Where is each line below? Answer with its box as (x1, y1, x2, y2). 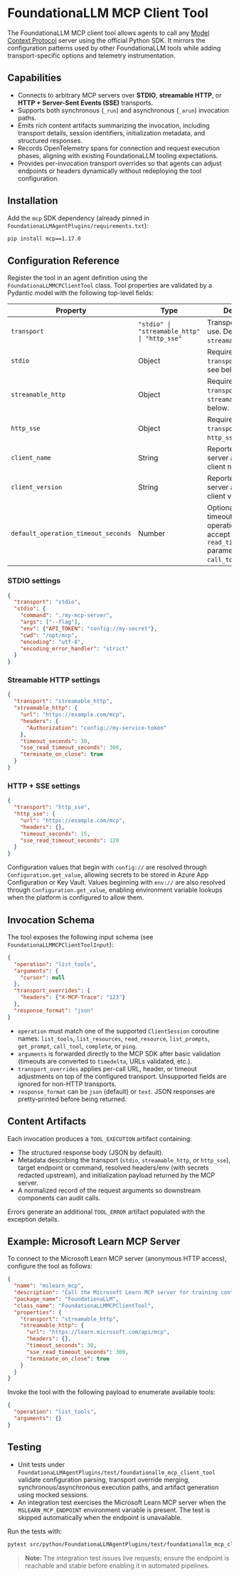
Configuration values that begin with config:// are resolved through (7, 863, 208, 872)
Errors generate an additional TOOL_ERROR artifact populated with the (7, 1207, 206, 1216)
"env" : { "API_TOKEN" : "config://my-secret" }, (20, 625, 158, 632)
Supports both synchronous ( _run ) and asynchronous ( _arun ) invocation (17, 105, 229, 115)
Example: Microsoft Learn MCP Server (7, 1235, 181, 1247)
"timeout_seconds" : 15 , (20, 830, 91, 838)
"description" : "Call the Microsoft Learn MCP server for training (14, 1289, 218, 1296)
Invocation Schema (7, 914, 95, 926)
